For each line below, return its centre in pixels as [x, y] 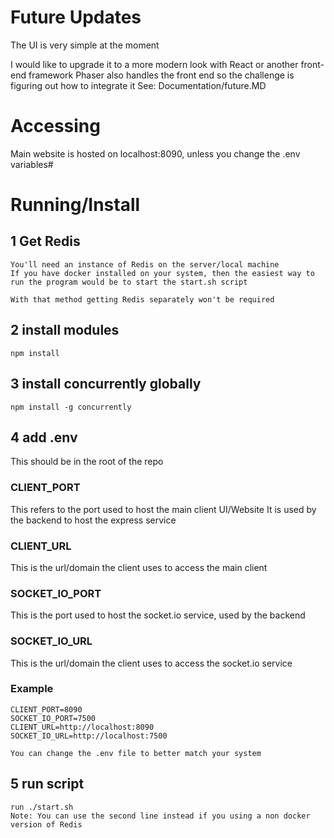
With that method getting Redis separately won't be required [142, 299]
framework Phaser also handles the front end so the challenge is [161, 75]
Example [32, 689]
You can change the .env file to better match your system [136, 753]
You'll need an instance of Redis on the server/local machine [145, 264]
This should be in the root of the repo [87, 462]
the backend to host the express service [93, 520]
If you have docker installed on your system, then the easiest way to [162, 273]
